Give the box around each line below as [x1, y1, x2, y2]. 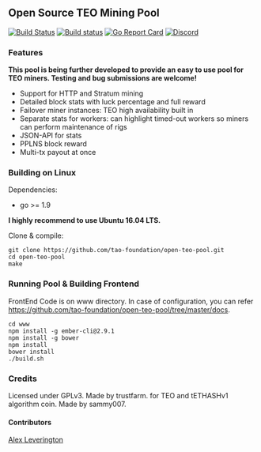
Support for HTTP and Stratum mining [19, 89, 144, 98]
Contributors [8, 417, 52, 427]
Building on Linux [8, 168, 77, 179]
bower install [8, 348, 55, 356]
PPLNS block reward [19, 139, 87, 149]
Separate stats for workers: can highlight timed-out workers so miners [19, 114, 249, 123]
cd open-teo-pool [8, 253, 66, 262]
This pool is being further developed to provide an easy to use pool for [8, 65, 244, 74]
